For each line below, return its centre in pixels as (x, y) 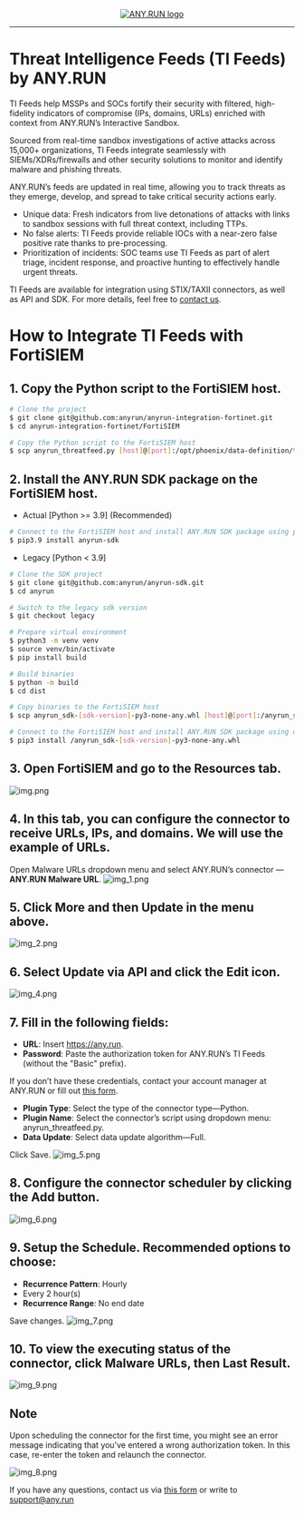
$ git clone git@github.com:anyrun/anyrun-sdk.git (107, 582)
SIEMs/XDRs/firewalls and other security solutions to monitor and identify (146, 160)
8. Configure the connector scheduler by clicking (151, 1183)
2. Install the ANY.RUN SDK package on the (134, 479)
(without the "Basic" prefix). (74, 1063)
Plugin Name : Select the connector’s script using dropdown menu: (147, 1118)
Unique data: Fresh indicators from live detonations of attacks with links (156, 214)
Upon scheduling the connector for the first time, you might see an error (144, 1436)
